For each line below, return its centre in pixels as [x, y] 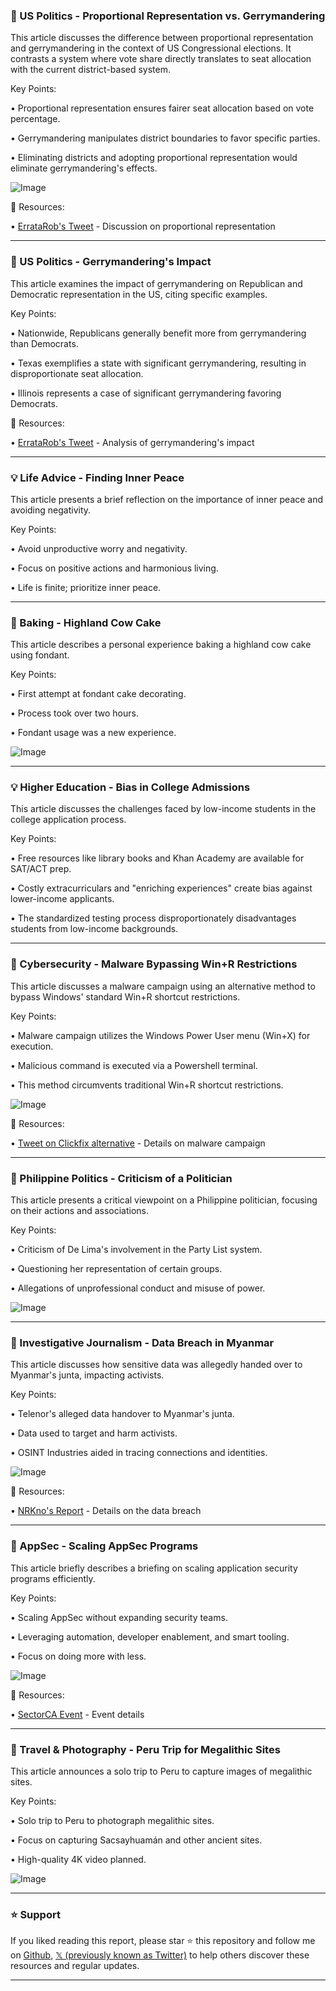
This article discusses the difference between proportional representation [162, 38]
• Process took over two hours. [74, 713]
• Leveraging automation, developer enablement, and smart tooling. [150, 1636]
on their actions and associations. [80, 1211]
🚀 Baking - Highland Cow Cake [86, 622]
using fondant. [40, 655]
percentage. [35, 119]
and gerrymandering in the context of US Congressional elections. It [151, 48]
